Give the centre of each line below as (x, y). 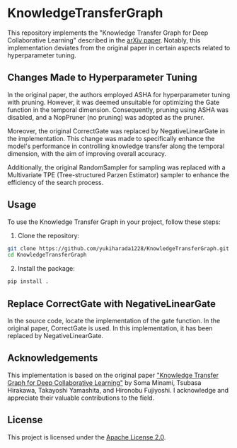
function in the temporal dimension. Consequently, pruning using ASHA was (118, 110)
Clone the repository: (48, 235)
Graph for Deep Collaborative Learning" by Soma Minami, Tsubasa (104, 382)
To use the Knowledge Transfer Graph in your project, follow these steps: (114, 222)
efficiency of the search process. (56, 182)
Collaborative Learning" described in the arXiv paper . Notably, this (104, 40)
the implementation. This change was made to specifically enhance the (111, 138)
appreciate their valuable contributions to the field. (81, 398)
